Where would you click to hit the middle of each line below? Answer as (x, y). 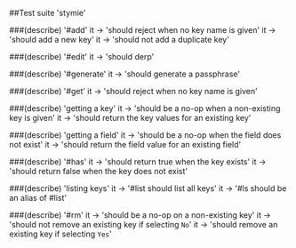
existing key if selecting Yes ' (61, 234)
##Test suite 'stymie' (48, 13)
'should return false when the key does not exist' (99, 171)
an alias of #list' (38, 198)
